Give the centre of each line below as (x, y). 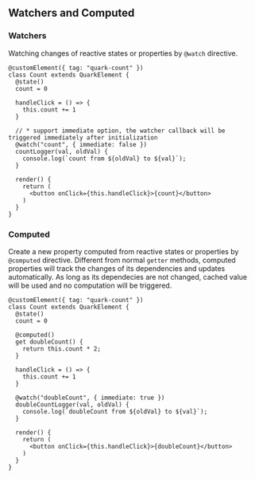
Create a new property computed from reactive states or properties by (124, 251)
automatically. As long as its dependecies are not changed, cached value (128, 277)
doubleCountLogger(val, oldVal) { (72, 404)
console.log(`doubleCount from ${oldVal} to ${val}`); (115, 411)
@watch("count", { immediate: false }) (81, 144)
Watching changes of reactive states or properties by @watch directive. (123, 53)
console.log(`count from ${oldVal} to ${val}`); (104, 159)
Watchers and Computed (71, 13)
